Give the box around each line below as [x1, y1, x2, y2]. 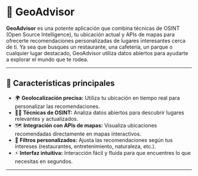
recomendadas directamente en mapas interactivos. [14, 130, 141, 137]
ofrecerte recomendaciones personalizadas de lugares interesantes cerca [6, 37, 186, 44]
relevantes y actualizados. [14, 115, 78, 122]
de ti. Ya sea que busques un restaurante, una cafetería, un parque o [6, 43, 173, 50]
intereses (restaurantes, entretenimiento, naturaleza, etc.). [14, 143, 156, 150]
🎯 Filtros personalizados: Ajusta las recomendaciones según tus [14, 136, 173, 143]
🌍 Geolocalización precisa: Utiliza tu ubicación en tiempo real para [14, 94, 180, 101]
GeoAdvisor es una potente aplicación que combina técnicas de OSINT [6, 25, 180, 32]
